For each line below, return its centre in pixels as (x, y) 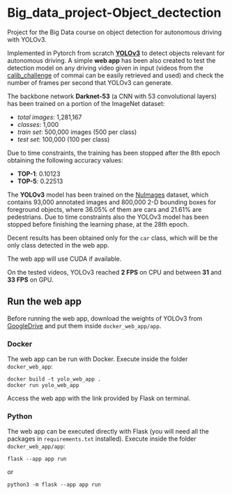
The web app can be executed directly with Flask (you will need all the (108, 432)
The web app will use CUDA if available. (64, 259)
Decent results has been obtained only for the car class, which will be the (113, 238)
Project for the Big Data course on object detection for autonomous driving (115, 32)
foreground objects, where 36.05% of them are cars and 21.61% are (105, 209)
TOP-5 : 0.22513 (40, 181)
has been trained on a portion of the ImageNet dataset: (86, 103)
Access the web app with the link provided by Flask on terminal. (99, 398)
